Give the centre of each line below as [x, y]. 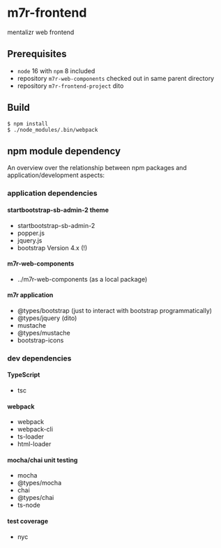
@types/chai [36, 498]
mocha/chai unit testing [43, 460]
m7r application [30, 295]
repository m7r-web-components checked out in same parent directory [116, 78]
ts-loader [30, 436]
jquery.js [30, 240]
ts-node [29, 505]
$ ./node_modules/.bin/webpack [53, 130]
